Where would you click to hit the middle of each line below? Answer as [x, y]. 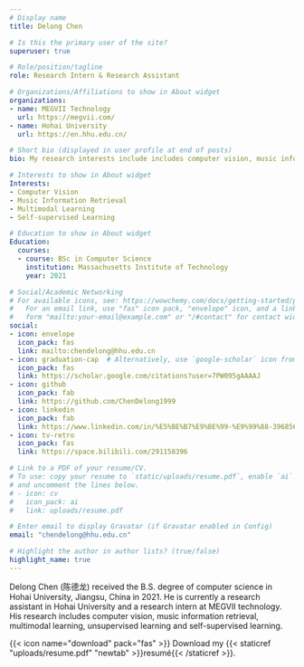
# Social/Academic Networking [66, 292]
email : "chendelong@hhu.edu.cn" [70, 535]
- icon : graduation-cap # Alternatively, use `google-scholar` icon [143, 359]
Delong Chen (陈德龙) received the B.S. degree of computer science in [141, 586]
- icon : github [38, 385]
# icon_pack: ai [44, 502]
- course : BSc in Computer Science [85, 259]
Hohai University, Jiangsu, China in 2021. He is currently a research [135, 596]
